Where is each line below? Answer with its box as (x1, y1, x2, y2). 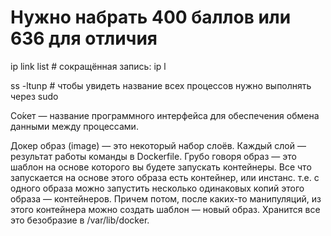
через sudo (10, 90, 59, 102)
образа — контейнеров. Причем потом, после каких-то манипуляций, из (10, 192, 322, 205)
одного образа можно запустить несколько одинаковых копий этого (10, 182, 305, 194)
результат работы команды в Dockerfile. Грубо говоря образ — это (10, 150, 297, 162)
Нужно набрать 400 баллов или (10, 6, 292, 29)
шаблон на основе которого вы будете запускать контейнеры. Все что (10, 161, 312, 173)
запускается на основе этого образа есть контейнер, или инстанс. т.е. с (10, 171, 320, 183)
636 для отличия (10, 27, 158, 50)
